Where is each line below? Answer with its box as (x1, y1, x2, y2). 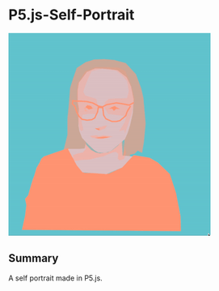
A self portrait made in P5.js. (8, 273, 103, 283)
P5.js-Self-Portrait (8, 6, 135, 24)
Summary (8, 251, 59, 265)
